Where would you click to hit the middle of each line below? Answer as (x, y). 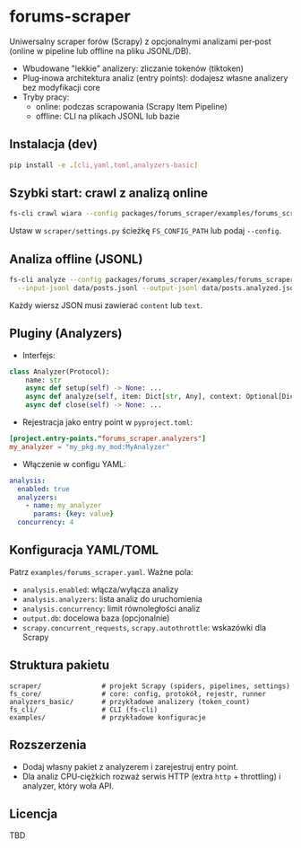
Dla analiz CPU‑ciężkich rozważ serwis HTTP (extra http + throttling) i (151, 776)
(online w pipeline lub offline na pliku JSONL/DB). (100, 50)
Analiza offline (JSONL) (76, 259)
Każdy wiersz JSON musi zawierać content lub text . (106, 305)
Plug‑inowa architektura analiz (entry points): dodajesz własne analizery (155, 77)
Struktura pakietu (60, 665)
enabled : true (43, 489)
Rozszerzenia (48, 745)
